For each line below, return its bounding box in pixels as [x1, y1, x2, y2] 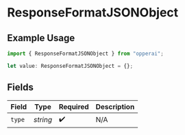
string [33, 115, 53, 125]
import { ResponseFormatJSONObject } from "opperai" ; [7, 50, 164, 57]
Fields [7, 82, 34, 93]
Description [95, 101, 135, 111]
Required [58, 101, 89, 111]
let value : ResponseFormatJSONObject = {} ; [7, 62, 134, 69]
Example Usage [7, 32, 75, 44]
